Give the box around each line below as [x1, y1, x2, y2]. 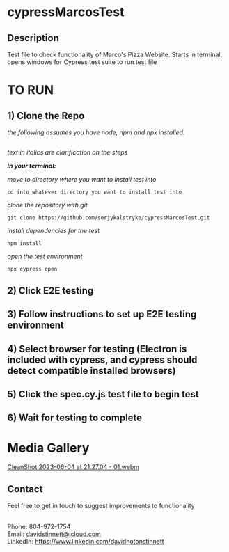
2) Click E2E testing [7, 285, 94, 297]
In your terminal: [7, 161, 57, 171]
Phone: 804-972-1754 [7, 523, 71, 531]
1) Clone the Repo [7, 109, 85, 122]
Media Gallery [7, 440, 90, 456]
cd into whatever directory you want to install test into [7, 189, 182, 196]
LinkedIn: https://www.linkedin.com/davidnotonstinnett [7, 537, 165, 546]
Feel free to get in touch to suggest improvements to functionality [7, 502, 195, 510]
